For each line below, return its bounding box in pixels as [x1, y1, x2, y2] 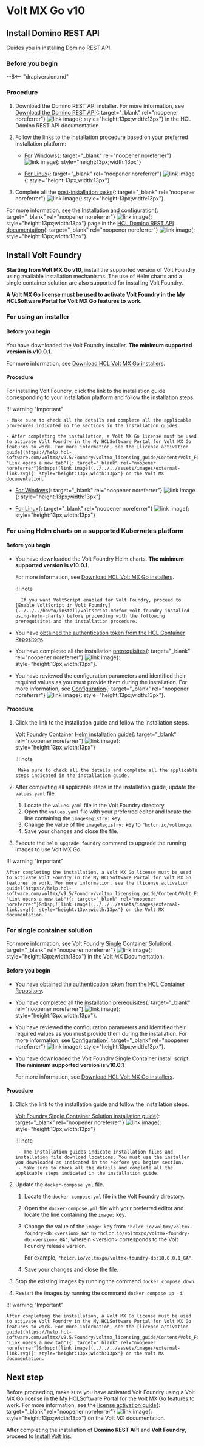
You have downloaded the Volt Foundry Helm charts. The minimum [15, 555, 184, 562]
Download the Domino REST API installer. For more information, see [15, 102, 185, 110]
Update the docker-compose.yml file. [15, 1180, 104, 1188]
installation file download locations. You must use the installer [15, 1154, 189, 1160]
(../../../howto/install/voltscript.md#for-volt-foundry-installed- [15, 608, 192, 614]
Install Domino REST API [6, 28, 100, 38]
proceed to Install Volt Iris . [6, 1433, 72, 1440]
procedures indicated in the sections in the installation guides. [6, 422, 181, 428]
